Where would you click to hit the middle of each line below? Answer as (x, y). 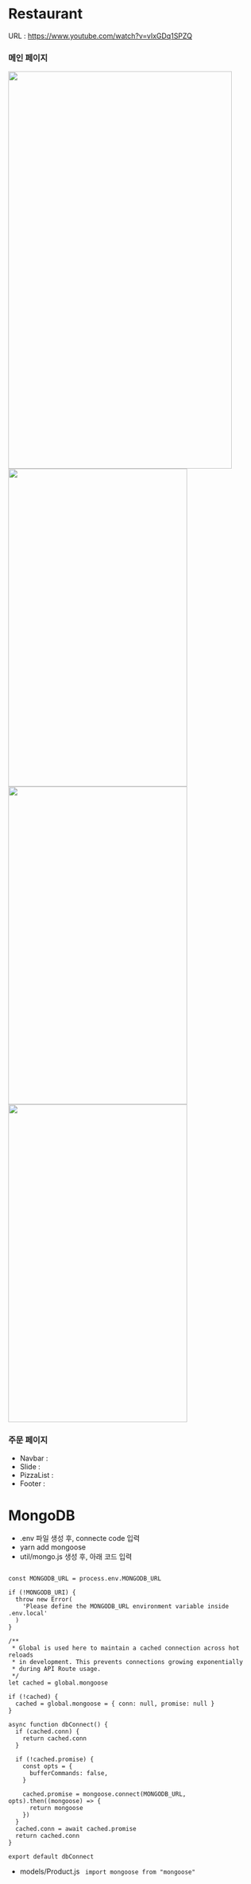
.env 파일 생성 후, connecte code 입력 (80, 1538)
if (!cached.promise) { (54, 1760)
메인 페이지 (28, 58)
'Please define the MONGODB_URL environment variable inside (125, 1607)
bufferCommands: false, (69, 1774)
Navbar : (34, 1458)
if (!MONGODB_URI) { (42, 1593)
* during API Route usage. (56, 1669)
